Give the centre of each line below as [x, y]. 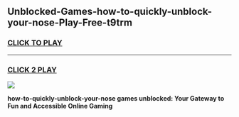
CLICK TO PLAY [35, 43]
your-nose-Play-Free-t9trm [70, 23]
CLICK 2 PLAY [32, 69]
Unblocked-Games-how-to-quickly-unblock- [110, 12]
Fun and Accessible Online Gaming [60, 106]
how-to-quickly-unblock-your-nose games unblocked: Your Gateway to [116, 98]
